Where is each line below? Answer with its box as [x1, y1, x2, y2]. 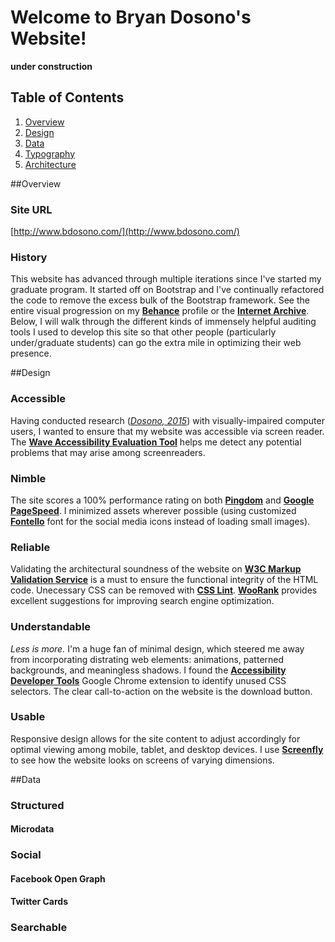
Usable [10, 710, 46, 724]
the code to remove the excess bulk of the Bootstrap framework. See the [10, 294, 310, 306]
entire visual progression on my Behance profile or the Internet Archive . [10, 305, 310, 317]
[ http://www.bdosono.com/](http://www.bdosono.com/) [10, 226, 240, 238]
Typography [24, 147, 76, 160]
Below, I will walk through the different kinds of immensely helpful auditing [10, 316, 317, 328]
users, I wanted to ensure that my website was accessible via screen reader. [10, 425, 325, 437]
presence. [10, 347, 52, 360]
